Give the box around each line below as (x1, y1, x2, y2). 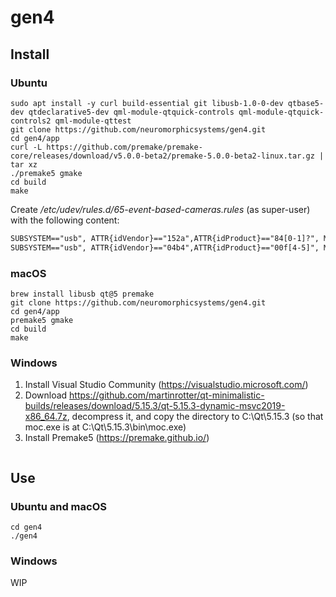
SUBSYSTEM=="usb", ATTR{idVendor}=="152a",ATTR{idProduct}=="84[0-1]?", (10, 233, 320, 243)
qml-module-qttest (54, 116, 132, 126)
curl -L (10, 142, 43, 152)
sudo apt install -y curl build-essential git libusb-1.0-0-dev (10, 98, 284, 108)
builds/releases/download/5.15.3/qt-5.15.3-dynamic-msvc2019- (24, 400, 286, 412)
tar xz (10, 159, 38, 170)
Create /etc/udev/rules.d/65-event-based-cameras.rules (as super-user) (10, 203, 311, 215)
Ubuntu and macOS (10, 499, 107, 513)
